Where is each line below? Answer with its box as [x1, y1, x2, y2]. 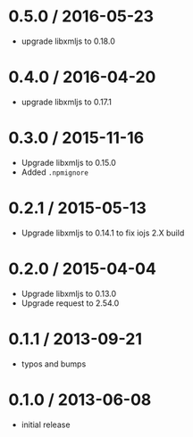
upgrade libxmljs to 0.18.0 [21, 36, 115, 46]
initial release [21, 419, 71, 430]
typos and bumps [21, 359, 87, 369]
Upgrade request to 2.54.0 [21, 297, 120, 309]
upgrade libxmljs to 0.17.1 [21, 96, 113, 107]
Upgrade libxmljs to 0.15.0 [21, 157, 117, 168]
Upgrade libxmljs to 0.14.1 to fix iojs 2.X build [21, 227, 185, 238]
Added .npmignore [21, 167, 88, 177]
